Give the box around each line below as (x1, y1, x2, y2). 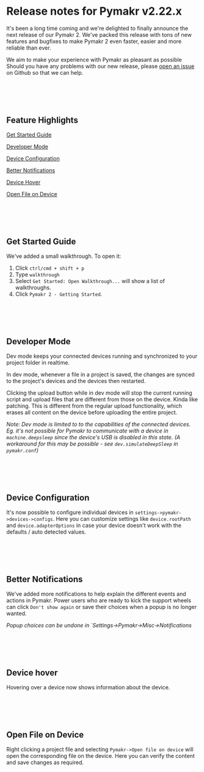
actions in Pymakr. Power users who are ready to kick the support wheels (6, 596, 191, 604)
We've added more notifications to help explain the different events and (6, 590, 186, 597)
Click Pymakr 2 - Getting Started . (15, 290, 103, 298)
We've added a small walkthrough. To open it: (6, 252, 122, 260)
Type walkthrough (15, 271, 60, 278)
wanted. (6, 610, 27, 617)
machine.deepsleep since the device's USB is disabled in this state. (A (6, 433, 181, 441)
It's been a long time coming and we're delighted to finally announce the (6, 25, 188, 32)
